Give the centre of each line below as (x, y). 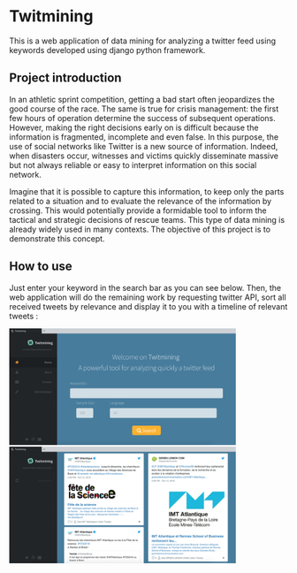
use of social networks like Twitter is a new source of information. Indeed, (144, 146)
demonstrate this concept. (57, 238)
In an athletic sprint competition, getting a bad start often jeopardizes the (142, 99)
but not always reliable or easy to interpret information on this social (133, 164)
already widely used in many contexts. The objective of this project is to (140, 229)
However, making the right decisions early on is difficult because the (134, 127)
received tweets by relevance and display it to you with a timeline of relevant (148, 306)
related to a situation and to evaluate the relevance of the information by (141, 201)
